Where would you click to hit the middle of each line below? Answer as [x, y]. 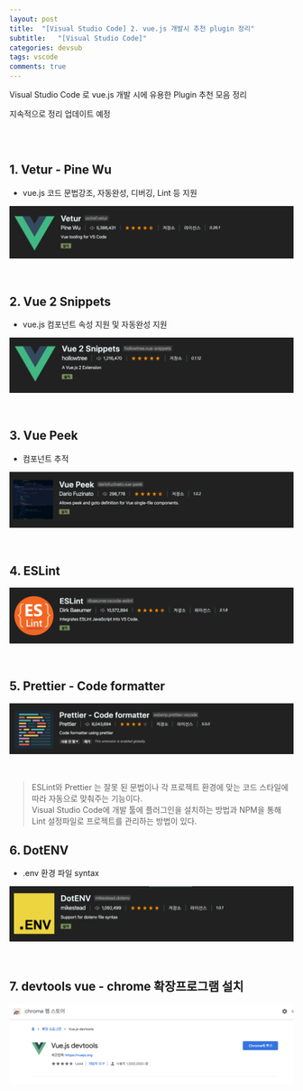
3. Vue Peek [44, 436]
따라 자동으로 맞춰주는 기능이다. [87, 798]
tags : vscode [34, 57]
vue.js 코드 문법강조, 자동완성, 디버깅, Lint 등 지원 [110, 192]
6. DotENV [39, 850]
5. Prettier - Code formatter [87, 686]
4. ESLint [35, 570]
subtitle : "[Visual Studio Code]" [78, 38]
